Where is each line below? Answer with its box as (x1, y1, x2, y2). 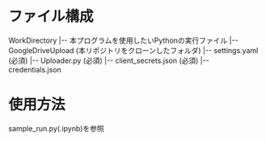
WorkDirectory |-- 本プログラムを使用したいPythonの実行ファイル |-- (8, 35, 239, 45)
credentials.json (8, 64, 62, 74)
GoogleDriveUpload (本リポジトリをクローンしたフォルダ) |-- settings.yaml (8, 45, 259, 55)
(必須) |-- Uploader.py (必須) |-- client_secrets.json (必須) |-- (8, 56, 210, 65)
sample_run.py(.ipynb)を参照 (8, 123, 105, 133)
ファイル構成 (8, 7, 95, 26)
